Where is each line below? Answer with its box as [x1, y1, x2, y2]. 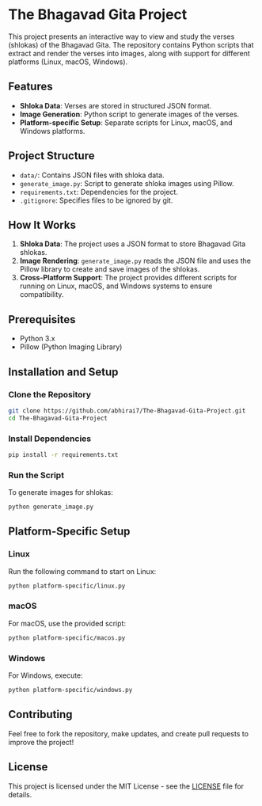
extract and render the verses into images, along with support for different [8, 48, 251, 58]
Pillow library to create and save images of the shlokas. [19, 264, 200, 274]
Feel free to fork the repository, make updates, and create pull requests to [8, 728, 249, 738]
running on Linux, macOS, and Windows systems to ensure [19, 281, 213, 291]
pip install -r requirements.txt [8, 451, 119, 458]
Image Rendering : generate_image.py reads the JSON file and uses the [19, 256, 252, 266]
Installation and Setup [8, 365, 119, 378]
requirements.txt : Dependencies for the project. [19, 187, 178, 196]
